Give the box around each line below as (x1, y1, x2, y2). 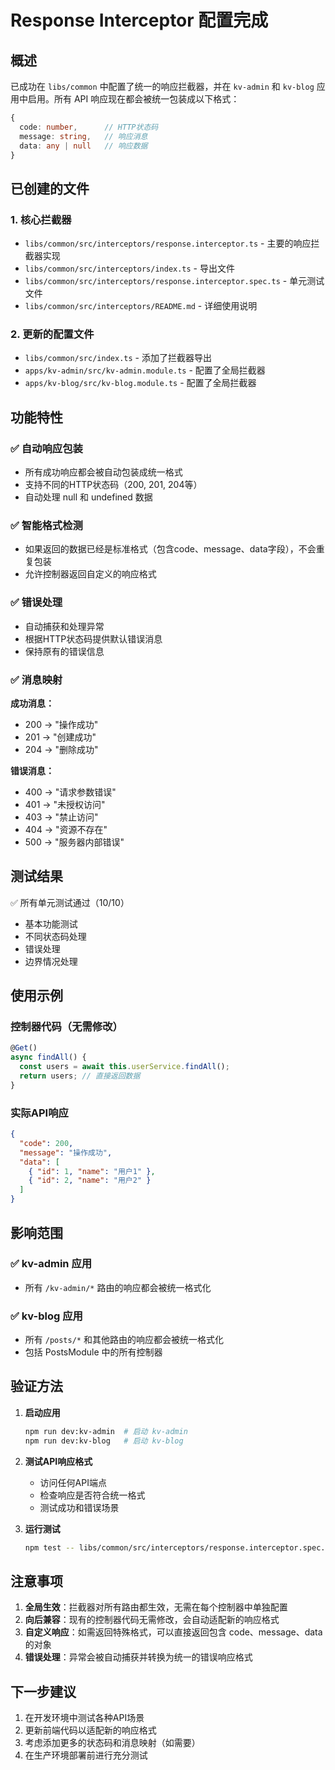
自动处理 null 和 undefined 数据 (24, 491, 153, 503)
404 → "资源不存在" (24, 823, 108, 835)
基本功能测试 (24, 917, 78, 930)
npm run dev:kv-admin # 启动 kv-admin (24, 1426, 188, 1436)
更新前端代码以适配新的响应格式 (24, 1724, 157, 1736)
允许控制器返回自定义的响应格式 (24, 568, 157, 580)
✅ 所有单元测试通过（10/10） (10, 896, 130, 908)
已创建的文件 (10, 180, 90, 197)
